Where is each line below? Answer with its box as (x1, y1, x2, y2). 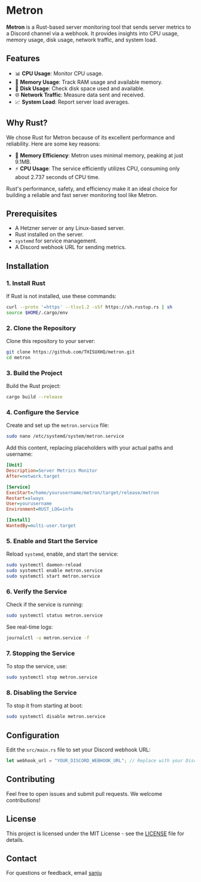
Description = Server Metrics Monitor (6, 468, 98, 474)
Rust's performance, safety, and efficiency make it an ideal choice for (6, 185, 178, 192)
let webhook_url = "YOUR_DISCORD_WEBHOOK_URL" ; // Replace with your (6, 758, 184, 764)
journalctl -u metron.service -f (6, 635, 90, 641)
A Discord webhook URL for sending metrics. (14, 244, 127, 251)
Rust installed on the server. (14, 231, 84, 238)
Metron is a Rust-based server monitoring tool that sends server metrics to (6, 23, 191, 31)
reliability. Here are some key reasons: (6, 140, 100, 147)
